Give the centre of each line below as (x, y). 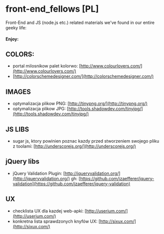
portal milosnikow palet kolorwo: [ (47, 66)
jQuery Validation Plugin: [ (39, 173)
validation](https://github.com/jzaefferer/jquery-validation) (72, 184)
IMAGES (18, 92)
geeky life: (16, 27)
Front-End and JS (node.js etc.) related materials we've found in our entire (80, 22)
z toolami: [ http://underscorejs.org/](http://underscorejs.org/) (74, 146)
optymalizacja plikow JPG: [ (41, 109)
